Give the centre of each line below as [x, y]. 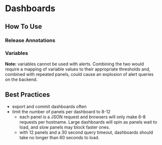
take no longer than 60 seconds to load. [59, 137]
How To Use [24, 27]
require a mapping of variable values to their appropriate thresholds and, [78, 69]
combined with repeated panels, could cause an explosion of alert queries [79, 74]
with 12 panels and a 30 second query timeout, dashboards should [86, 132]
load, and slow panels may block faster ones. [65, 127]
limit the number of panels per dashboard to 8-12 [61, 111]
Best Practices [27, 95]
